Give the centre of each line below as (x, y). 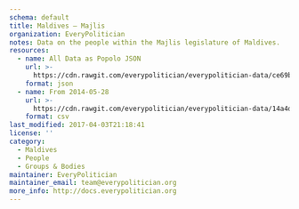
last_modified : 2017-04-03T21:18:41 (77, 125)
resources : (29, 51)
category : (28, 141)
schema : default (39, 17)
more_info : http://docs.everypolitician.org (93, 191)
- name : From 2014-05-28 (63, 92)
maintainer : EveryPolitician (63, 174)
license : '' (31, 133)
